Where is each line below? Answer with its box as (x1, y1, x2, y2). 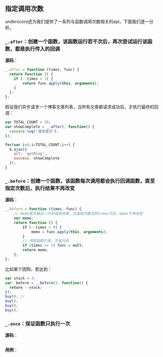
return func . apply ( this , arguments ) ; (22, 81, 99, 86)
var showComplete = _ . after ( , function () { (5, 124, 95, 130)
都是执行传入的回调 (15, 45, 60, 52)
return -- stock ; (9, 285, 42, 290)
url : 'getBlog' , (14, 151, 47, 156)
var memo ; (14, 216, 34, 221)
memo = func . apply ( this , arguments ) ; (31, 229, 108, 234)
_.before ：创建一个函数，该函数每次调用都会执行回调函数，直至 (5, 178, 155, 184)
